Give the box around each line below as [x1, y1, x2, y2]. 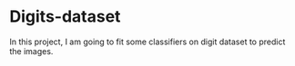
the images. [9, 45, 54, 56]
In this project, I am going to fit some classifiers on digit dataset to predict [9, 36, 286, 47]
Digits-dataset [9, 6, 121, 27]
